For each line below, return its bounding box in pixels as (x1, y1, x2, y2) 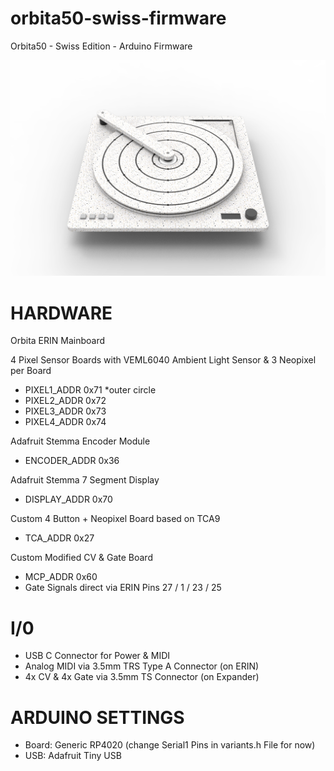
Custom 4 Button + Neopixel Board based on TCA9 (10, 513, 221, 525)
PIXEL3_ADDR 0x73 (24, 405, 107, 417)
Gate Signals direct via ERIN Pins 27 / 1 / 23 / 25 (24, 582, 222, 594)
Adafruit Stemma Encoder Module (10, 435, 151, 447)
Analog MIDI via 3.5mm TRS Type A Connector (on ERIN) (24, 660, 260, 672)
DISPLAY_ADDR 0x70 (24, 493, 113, 506)
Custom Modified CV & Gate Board (10, 552, 153, 564)
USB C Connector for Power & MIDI (24, 650, 171, 662)
